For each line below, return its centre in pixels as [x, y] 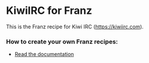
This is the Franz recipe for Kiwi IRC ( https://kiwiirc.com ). [75, 27]
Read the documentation [44, 54]
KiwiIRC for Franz [49, 11]
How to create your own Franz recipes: [62, 42]
